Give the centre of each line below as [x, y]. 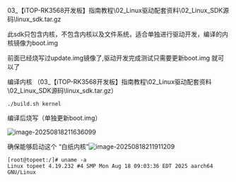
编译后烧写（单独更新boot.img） [54, 118]
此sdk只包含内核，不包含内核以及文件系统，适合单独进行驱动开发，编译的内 [118, 34]
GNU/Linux [22, 172]
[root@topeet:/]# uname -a [47, 160]
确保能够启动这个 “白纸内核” [48, 146]
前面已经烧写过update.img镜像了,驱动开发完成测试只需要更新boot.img [109, 58]
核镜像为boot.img [33, 43]
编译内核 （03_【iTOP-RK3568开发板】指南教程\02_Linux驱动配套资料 [110, 82]
